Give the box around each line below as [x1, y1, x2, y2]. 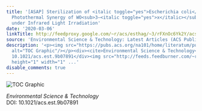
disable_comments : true [6, 64, 66, 71]
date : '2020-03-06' [6, 25, 55, 32]
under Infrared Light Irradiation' [11, 20, 101, 26]
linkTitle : [6, 31, 34, 37]
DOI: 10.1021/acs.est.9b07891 [6, 99, 79, 106]
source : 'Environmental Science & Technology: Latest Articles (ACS [6, 37, 182, 43]
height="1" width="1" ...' [11, 59, 79, 65]
